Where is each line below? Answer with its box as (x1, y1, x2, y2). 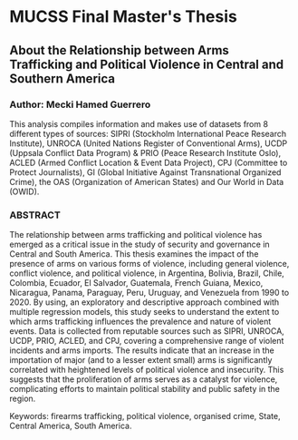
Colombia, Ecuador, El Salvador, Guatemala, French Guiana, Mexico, (9, 278, 264, 288)
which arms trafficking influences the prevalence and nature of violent (9, 316, 272, 328)
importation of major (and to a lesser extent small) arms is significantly (9, 355, 273, 366)
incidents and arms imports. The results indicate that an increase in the (9, 345, 274, 356)
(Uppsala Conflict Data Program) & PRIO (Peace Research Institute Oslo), (9, 147, 282, 158)
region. (9, 393, 36, 405)
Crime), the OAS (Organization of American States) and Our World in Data (9, 176, 284, 187)
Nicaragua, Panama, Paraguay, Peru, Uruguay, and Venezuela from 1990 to (9, 288, 290, 298)
